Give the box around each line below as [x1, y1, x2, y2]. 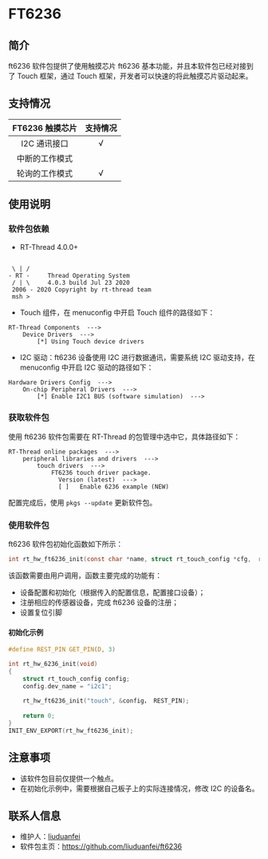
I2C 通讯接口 [21, 137, 69, 148]
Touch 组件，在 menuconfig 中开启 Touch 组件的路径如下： [19, 307, 215, 317]
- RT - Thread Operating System [8, 271, 130, 279]
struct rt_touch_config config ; [22, 675, 130, 683]
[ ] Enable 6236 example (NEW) [58, 482, 170, 491]
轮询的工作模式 [16, 168, 73, 179]
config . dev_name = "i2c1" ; [22, 682, 112, 691]
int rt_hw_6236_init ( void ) [8, 660, 98, 668]
